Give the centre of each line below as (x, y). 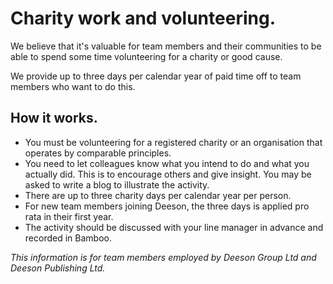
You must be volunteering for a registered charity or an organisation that (173, 142)
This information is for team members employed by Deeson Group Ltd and (163, 257)
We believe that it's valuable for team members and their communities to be (166, 46)
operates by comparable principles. (98, 153)
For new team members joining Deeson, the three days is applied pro (167, 206)
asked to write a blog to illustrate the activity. (117, 184)
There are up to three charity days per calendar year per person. (158, 195)
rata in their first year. (69, 216)
